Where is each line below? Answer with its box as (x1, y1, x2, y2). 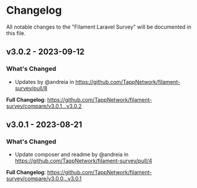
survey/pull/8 (14, 84, 48, 92)
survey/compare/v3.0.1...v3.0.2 (6, 102, 82, 109)
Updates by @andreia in (14, 78, 75, 85)
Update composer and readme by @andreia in (14, 151, 129, 158)
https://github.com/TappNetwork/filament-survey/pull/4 (14, 157, 152, 164)
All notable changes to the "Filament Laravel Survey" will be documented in (6, 23, 192, 30)
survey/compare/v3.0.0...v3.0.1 (6, 175, 82, 182)
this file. (6, 29, 26, 36)
